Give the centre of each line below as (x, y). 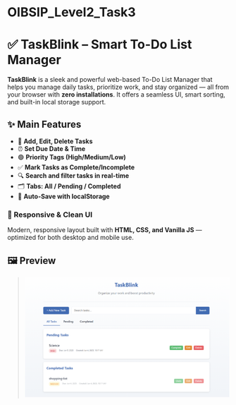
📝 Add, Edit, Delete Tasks (55, 141)
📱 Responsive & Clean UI (50, 214)
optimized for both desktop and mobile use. (70, 238)
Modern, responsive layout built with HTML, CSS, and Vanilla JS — (105, 230)
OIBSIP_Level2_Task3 (72, 12)
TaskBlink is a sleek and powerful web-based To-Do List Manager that (110, 80)
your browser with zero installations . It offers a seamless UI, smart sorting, (116, 95)
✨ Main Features (44, 124)
